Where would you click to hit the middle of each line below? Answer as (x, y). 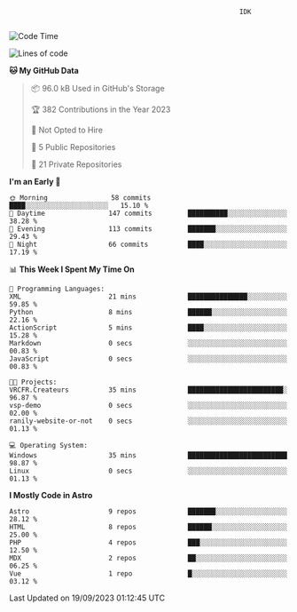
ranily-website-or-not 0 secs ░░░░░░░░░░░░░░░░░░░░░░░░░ (148, 421)
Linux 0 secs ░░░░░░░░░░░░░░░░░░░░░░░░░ (148, 471)
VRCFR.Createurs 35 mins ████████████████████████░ (148, 390)
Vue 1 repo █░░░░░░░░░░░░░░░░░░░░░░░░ (148, 574)
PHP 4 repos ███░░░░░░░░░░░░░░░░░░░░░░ (148, 543)
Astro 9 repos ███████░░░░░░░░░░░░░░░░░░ (148, 512)
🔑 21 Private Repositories (76, 164)
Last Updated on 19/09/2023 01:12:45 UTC (87, 598)
